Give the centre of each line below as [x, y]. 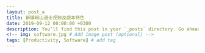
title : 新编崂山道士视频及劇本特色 [45, 18]
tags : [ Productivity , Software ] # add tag [61, 40]
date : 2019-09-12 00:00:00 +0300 [49, 23]
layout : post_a [26, 12]
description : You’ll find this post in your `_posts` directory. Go [95, 29]
